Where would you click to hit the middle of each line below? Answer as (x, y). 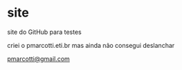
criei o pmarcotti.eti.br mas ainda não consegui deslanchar (91, 45)
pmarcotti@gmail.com (39, 59)
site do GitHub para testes (44, 32)
